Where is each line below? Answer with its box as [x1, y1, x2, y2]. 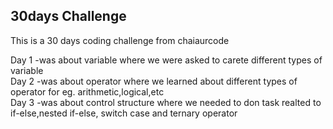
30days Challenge [10, 8, 127, 25]
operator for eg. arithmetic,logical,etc [10, 85, 165, 98]
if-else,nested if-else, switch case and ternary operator [10, 107, 238, 119]
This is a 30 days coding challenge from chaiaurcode [10, 34, 230, 46]
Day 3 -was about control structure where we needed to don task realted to [10, 96, 322, 108]
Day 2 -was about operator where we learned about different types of [10, 75, 298, 87]
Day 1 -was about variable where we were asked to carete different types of [10, 54, 323, 66]
